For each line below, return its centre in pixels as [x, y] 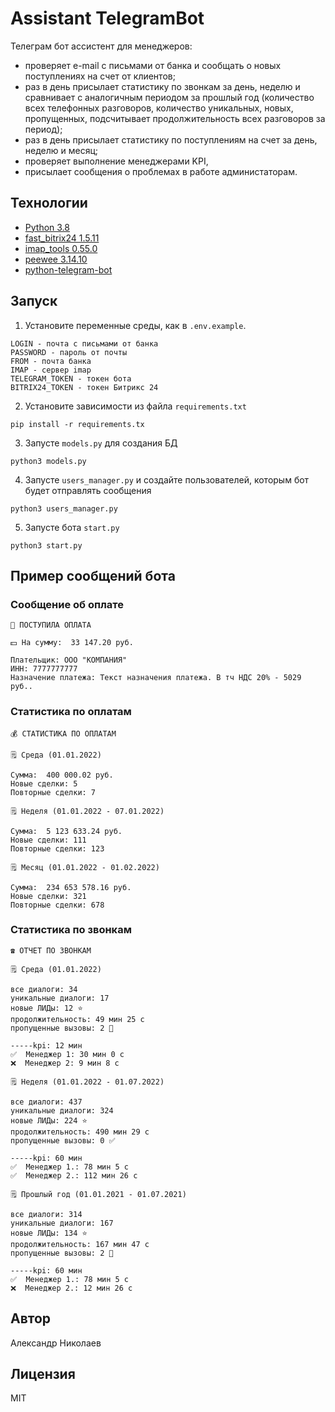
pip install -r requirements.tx [77, 424]
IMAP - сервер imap [51, 370]
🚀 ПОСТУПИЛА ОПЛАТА [51, 625]
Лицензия [43, 1374]
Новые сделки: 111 [48, 840]
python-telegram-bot [68, 269]
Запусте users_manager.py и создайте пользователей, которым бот [167, 479]
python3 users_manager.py [64, 508]
